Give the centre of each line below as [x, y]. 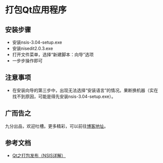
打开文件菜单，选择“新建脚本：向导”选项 [53, 55]
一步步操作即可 [27, 61]
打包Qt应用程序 [36, 10]
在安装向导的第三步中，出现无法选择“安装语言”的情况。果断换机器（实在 [85, 90]
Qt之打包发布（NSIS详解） [39, 156]
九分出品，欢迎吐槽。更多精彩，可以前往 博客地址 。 [57, 126]
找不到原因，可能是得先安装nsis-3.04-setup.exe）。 [64, 96]
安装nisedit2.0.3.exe [32, 48]
